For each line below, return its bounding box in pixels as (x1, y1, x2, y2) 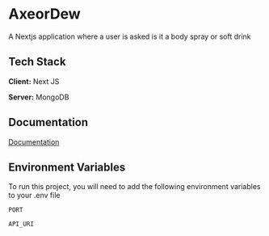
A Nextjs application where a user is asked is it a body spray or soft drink (8, 32, 252, 41)
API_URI (8, 220, 35, 229)
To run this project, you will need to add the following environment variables (8, 182, 261, 192)
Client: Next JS (8, 76, 60, 86)
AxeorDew (8, 5, 81, 23)
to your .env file (8, 191, 61, 200)
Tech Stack (8, 55, 66, 69)
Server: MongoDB (8, 92, 69, 102)
